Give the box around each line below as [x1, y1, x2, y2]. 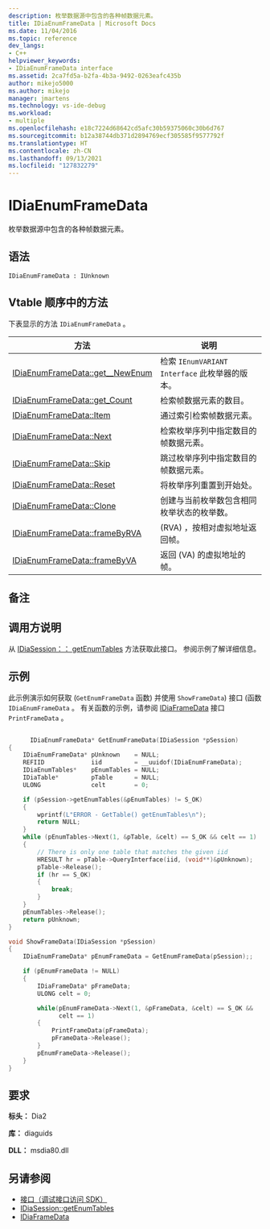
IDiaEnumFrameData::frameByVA [12, 554, 137, 565]
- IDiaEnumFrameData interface [8, 65, 113, 73]
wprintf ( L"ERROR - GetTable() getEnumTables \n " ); [37, 810, 207, 819]
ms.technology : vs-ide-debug [8, 102, 106, 110]
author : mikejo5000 [8, 79, 74, 87]
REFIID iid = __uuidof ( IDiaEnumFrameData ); [22, 759, 243, 767]
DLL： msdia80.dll [8, 1146, 69, 1156]
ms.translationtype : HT [8, 139, 88, 148]
